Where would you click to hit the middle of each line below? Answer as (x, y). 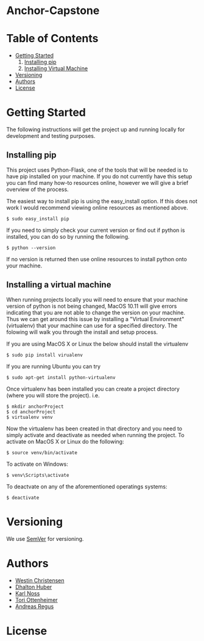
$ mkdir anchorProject (35, 407)
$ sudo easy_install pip (38, 219)
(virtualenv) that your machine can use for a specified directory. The (92, 325)
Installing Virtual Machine (56, 68)
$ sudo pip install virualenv (45, 355)
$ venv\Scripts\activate (38, 475)
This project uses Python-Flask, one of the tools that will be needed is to (97, 170)
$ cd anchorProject (31, 412)
